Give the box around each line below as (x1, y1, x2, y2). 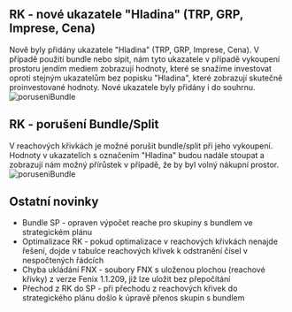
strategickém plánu (21, 227, 93, 238)
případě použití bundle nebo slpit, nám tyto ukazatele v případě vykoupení (9, 53, 280, 65)
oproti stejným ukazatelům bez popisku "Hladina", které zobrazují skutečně (9, 72, 283, 83)
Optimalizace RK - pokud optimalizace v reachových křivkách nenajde (21, 236, 279, 247)
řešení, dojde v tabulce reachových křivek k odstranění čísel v (21, 246, 248, 256)
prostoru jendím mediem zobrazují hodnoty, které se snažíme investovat (9, 63, 273, 73)
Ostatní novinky (9, 194, 99, 209)
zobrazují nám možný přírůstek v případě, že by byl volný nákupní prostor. (9, 159, 280, 170)
